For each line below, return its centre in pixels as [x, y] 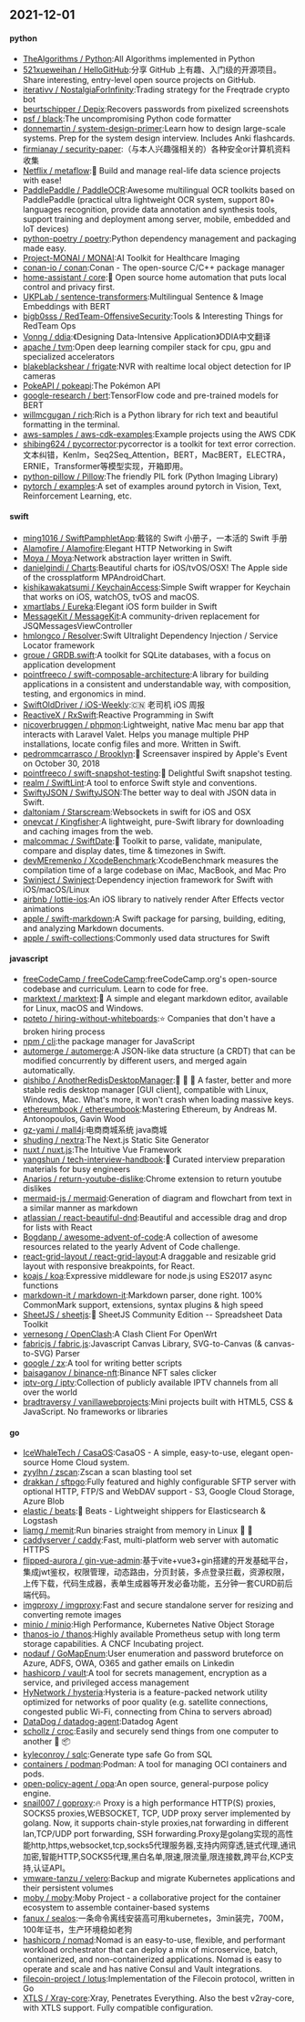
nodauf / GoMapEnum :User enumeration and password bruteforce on [153, 1654]
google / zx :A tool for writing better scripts [102, 1363]
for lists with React [57, 1227]
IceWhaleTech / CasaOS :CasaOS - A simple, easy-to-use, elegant [146, 1453]
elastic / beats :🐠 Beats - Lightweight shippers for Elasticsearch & [144, 1511]
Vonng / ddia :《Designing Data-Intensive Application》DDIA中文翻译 [147, 336]
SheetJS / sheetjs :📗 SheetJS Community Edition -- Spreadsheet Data [152, 1315]
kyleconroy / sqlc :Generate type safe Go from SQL [117, 1755]
